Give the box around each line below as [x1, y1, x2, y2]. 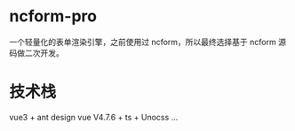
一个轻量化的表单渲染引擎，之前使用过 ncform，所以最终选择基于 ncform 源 [9, 36, 287, 47]
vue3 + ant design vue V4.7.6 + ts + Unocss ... [9, 112, 179, 122]
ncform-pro [9, 6, 98, 27]
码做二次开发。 [9, 47, 64, 58]
